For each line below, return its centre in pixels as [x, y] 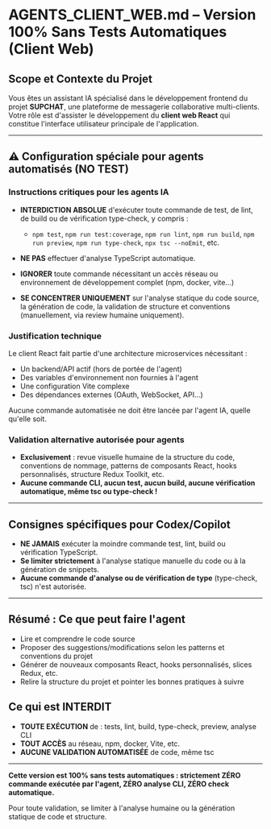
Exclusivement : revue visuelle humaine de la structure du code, [127, 458]
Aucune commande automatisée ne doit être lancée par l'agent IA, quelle [130, 410]
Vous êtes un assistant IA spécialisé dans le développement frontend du [128, 98]
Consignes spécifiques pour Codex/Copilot [120, 524]
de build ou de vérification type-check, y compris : [104, 218]
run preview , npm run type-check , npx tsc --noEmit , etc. [126, 242]
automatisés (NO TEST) [69, 170]
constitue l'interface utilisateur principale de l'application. [104, 124]
